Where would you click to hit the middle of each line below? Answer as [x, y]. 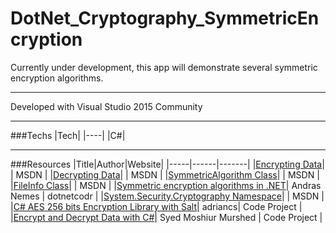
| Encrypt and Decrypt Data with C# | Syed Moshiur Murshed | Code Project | [166, 217]
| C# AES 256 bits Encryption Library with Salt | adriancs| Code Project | [156, 206]
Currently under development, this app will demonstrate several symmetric [164, 67]
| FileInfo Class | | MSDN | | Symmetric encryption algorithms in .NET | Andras [166, 185]
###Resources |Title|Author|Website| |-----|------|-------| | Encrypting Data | [167, 164]
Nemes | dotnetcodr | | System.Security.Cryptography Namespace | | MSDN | [167, 196]
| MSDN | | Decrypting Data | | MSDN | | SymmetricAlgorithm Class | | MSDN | [165, 174]
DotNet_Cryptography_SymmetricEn [165, 18]
